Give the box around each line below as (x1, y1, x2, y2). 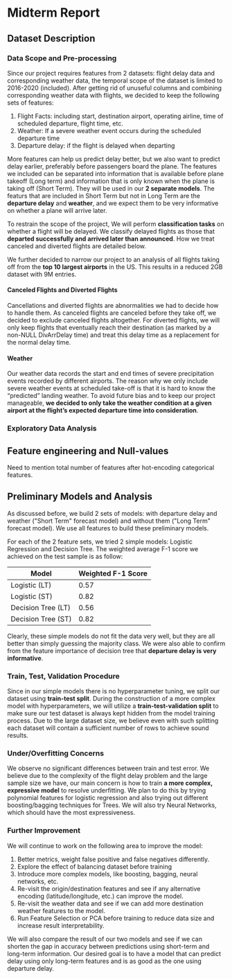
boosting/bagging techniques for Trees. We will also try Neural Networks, (7, 801, 217, 809)
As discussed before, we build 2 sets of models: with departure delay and (7, 509, 217, 517)
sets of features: (7, 98, 54, 107)
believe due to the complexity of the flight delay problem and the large (7, 772, 208, 780)
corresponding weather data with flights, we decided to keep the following (7, 91, 220, 99)
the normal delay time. (7, 338, 71, 347)
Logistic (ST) (10, 591, 53, 601)
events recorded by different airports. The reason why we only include (7, 376, 208, 385)
